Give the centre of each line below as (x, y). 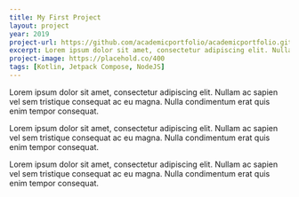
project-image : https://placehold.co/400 (87, 59)
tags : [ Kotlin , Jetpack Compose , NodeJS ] (87, 67)
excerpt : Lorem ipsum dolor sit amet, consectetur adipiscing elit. (139, 51)
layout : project (39, 26)
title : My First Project (55, 17)
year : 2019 (29, 34)
